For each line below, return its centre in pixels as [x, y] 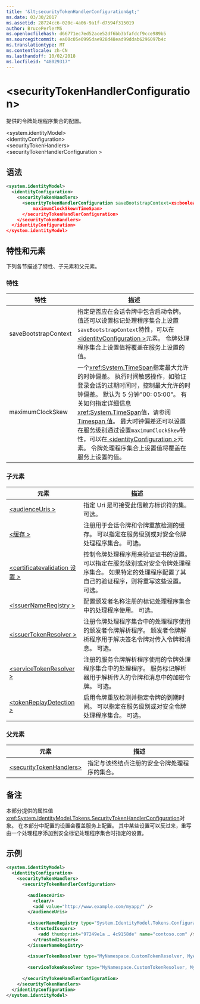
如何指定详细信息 [107, 403]
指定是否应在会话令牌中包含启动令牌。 [131, 312]
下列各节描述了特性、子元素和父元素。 [53, 266]
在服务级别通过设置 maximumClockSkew [129, 430]
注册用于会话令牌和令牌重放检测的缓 [134, 525]
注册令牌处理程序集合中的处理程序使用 [137, 621]
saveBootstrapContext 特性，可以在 [126, 330]
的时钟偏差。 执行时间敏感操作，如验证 [132, 376]
